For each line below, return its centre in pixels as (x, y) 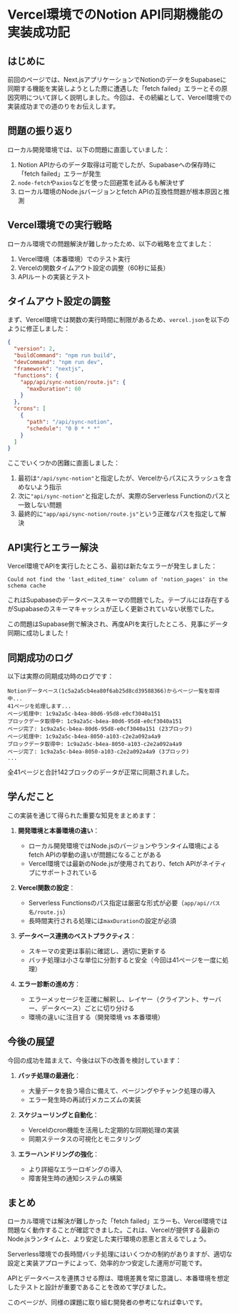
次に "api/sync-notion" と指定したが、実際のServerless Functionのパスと (124, 496)
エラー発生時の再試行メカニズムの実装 (85, 1100)
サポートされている (69, 872)
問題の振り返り (40, 131)
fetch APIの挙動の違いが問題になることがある (95, 855)
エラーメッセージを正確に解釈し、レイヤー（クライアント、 (116, 999)
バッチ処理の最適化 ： (49, 1075)
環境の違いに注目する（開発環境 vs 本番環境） (96, 1017)
